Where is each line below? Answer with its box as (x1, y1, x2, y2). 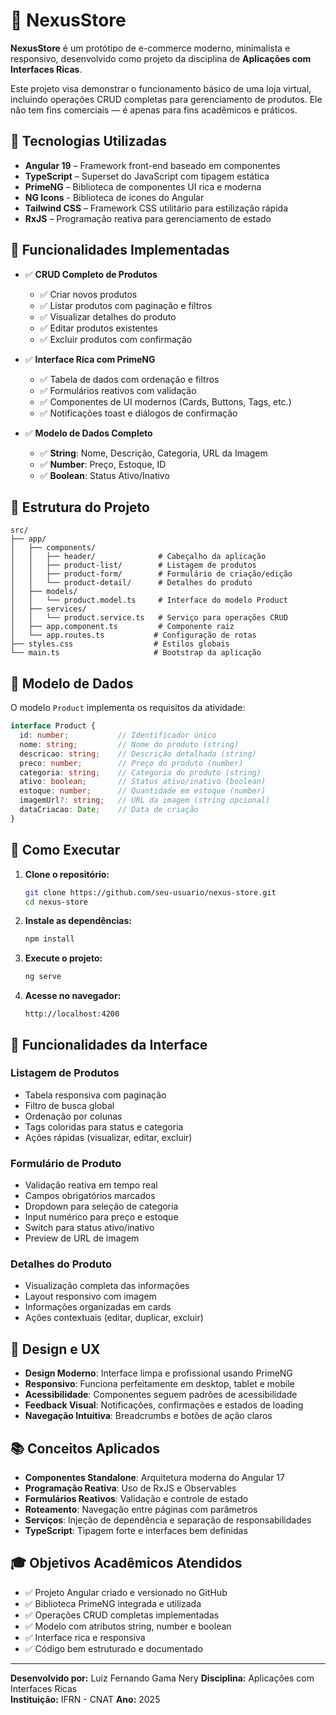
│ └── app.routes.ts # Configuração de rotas (10, 630, 257, 641)
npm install (24, 934, 75, 944)
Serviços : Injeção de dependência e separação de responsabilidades (24, 1514, 312, 1526)
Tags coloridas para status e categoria (24, 1120, 184, 1133)
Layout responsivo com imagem (24, 1290, 157, 1303)
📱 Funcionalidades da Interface (10, 1036, 208, 1053)
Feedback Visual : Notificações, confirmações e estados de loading (24, 1399, 304, 1411)
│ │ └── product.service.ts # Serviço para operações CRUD (10, 613, 288, 623)
